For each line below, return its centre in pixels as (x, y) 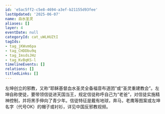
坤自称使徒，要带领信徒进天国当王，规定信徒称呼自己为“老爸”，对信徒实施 (81, 94)
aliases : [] (17, 23)
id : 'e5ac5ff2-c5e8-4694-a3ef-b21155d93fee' (51, 10)
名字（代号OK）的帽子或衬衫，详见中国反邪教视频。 (58, 107)
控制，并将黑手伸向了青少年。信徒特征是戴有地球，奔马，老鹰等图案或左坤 (85, 100)
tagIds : (13, 42)
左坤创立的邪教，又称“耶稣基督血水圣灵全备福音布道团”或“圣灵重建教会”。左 (82, 88)
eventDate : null (22, 32)
